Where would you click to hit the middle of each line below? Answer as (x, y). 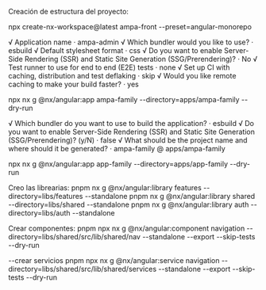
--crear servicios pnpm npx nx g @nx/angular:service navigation (114, 260)
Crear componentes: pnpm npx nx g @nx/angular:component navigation (127, 228)
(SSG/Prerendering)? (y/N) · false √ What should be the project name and (128, 140)
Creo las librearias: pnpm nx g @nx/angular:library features (105, 188)
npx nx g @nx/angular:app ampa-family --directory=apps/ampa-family (124, 99)
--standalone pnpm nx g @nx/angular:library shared (170, 196)
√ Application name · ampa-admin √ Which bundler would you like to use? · (131, 42)
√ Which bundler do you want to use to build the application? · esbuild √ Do (131, 123)
